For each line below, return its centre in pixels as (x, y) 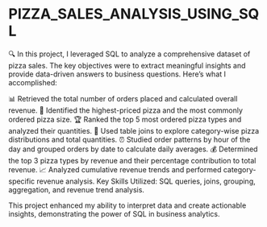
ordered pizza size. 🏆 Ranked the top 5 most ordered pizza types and (125, 119)
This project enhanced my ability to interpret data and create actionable (127, 205)
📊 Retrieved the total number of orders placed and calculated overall (123, 98)
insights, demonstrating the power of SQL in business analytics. (114, 213)
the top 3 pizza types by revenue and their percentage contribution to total (132, 160)
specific (22, 181)
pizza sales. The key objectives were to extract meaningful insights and (127, 65)
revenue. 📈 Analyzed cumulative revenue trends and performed (115, 169)
